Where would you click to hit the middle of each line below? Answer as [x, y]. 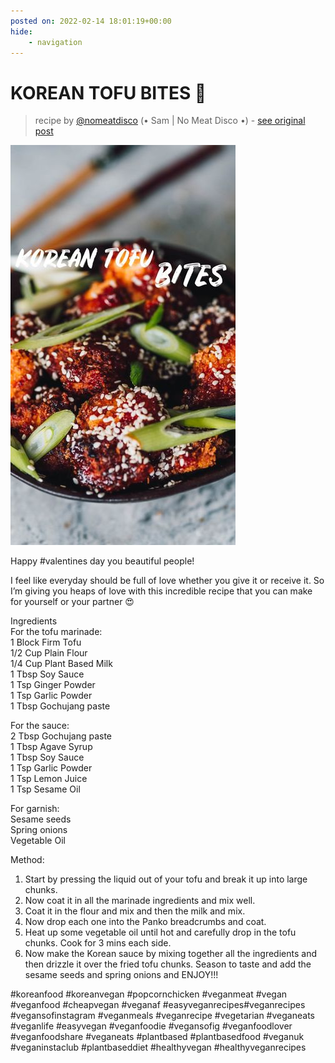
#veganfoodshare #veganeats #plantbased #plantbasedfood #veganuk [157, 1037]
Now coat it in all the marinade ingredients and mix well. [140, 901]
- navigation [55, 42]
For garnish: [35, 809]
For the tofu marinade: [56, 632]
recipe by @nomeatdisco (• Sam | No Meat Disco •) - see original [170, 121]
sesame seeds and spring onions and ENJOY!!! [121, 975]
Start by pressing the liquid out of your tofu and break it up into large [166, 879]
